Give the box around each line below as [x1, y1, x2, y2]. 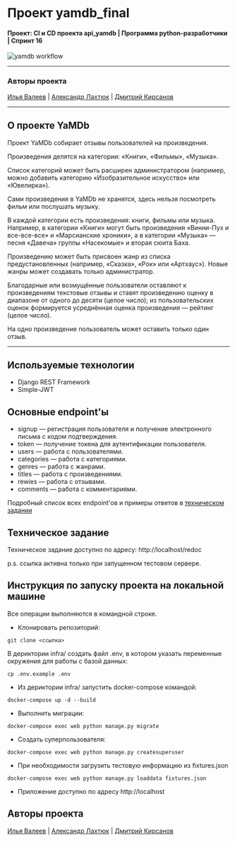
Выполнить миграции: [17, 709, 85, 717]
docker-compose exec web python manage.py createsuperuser [7, 749, 185, 756]
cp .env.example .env [7, 670, 71, 677]
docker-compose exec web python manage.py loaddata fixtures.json [7, 775, 207, 782]
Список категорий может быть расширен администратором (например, [7, 166, 226, 174]
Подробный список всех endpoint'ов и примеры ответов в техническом [7, 499, 224, 507]
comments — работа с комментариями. [17, 485, 138, 493]
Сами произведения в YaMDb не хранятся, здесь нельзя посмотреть [7, 195, 217, 203]
